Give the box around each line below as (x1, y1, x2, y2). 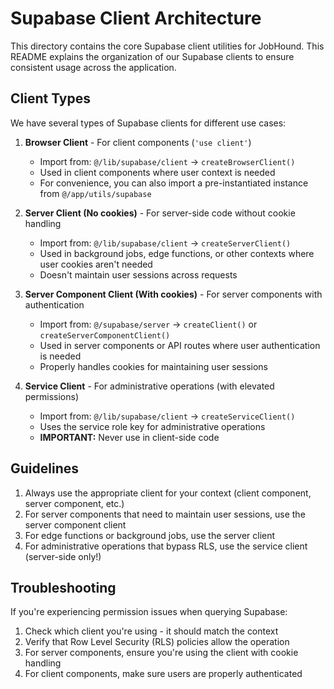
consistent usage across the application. (10, 61, 177, 73)
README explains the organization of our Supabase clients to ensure (10, 50, 295, 62)
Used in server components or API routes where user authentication (39, 339, 321, 351)
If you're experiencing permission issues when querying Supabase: (10, 606, 288, 618)
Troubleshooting (10, 579, 117, 596)
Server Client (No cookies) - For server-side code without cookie (24, 207, 296, 219)
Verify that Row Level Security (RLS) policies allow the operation (24, 636, 290, 648)
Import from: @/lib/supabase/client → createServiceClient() (39, 410, 296, 422)
